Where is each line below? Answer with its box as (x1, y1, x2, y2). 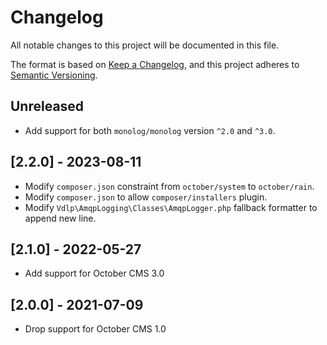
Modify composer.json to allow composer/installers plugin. (24, 191, 268, 203)
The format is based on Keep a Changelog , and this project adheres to (10, 58, 300, 70)
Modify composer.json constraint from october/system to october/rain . (24, 180, 315, 192)
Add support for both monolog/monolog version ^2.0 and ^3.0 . (24, 124, 276, 136)
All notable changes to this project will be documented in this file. (10, 39, 280, 51)
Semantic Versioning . (10, 69, 98, 81)
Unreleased (10, 98, 85, 115)
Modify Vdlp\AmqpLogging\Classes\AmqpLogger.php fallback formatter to (24, 201, 318, 213)
